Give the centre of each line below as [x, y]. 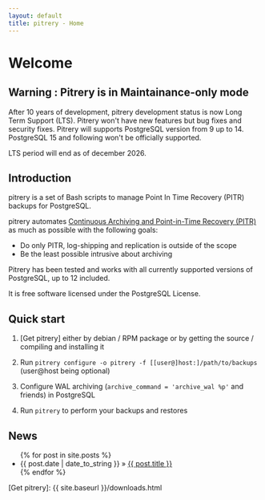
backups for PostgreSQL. [50, 206]
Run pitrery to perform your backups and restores [104, 411]
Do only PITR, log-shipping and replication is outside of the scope [128, 246]
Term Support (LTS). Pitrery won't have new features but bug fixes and [125, 120]
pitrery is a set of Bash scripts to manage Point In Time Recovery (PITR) [126, 197]
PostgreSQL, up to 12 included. [59, 278]
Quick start [37, 319]
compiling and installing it [62, 347]
